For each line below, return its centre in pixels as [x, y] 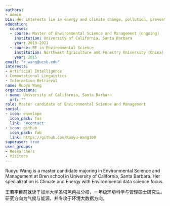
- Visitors [17, 156]
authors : [14, 10]
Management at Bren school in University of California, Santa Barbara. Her [83, 176]
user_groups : [19, 147]
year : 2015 [26, 57]
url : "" [18, 99]
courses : [19, 29]
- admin [13, 15]
